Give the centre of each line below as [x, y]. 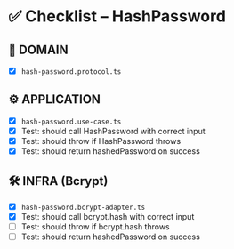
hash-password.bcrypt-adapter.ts [83, 207]
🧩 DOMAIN [38, 49]
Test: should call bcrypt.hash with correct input [108, 217]
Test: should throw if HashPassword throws [101, 141]
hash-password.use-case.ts [71, 122]
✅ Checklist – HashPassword [117, 16]
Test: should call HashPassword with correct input [113, 131]
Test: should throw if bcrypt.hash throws [95, 227]
